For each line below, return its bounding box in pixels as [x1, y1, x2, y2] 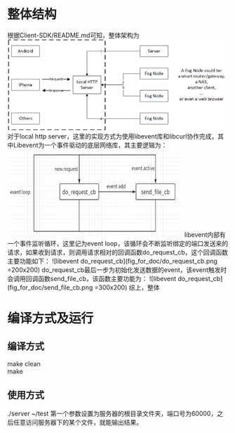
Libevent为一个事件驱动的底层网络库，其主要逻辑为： [13, 141, 168, 149]
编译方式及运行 [7, 310, 94, 326]
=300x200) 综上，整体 [94, 283, 160, 292]
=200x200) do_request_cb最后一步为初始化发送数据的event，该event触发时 [7, 265, 227, 274]
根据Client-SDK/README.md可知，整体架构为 [7, 31, 140, 39]
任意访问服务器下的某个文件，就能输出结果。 [13, 418, 142, 426]
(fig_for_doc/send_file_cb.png [7, 283, 93, 292]
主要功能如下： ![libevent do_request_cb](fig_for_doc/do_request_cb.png [7, 257, 217, 265]
